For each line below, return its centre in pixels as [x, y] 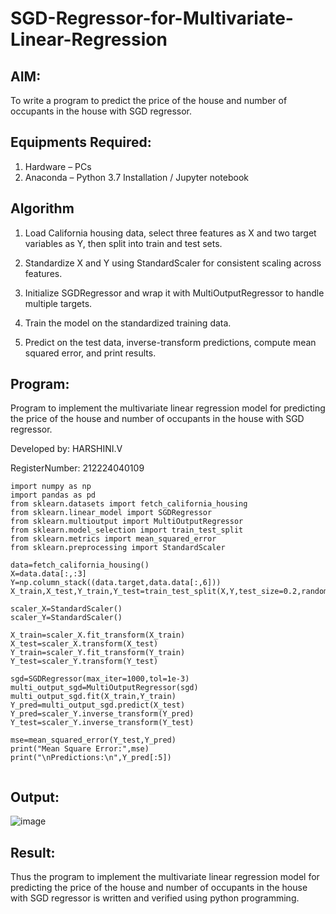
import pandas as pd [53, 495]
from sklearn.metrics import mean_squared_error [113, 539]
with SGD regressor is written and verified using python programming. [155, 898]
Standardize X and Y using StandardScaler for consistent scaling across [173, 263]
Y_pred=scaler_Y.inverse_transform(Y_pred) [102, 714]
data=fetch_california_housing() [80, 565]
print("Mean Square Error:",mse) [80, 749]
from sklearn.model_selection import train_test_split [127, 530]
